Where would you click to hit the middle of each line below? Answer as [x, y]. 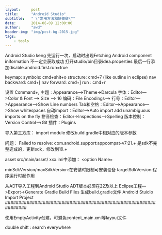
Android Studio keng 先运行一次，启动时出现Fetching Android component [78, 55]
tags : [10, 37]
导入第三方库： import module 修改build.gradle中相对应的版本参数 [71, 132]
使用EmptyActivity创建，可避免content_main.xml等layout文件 [66, 218]
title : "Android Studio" [36, 14]
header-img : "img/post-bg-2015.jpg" [42, 32]
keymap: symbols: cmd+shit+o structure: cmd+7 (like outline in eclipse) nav [81, 77]
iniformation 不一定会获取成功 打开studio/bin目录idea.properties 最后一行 [78, 61]
